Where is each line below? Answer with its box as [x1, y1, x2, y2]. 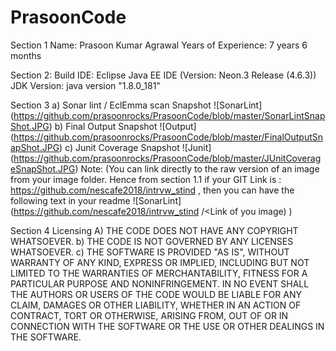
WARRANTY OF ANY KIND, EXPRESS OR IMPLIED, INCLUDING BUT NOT [10, 256, 310, 268]
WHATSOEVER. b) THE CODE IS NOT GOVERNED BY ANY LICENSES [10, 235, 294, 247]
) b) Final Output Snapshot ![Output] [48, 120, 197, 132]
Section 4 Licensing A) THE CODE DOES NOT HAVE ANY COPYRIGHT [10, 224, 299, 236]
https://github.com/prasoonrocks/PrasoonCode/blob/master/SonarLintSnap [13, 109, 326, 121]
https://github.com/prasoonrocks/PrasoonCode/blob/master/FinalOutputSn [13, 131, 324, 143]
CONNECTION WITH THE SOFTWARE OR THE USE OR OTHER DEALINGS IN [10, 320, 325, 332]
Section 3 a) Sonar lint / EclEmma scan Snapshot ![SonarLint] [10, 99, 263, 111]
